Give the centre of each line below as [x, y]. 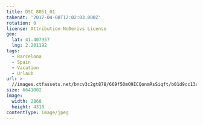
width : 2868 [27, 101]
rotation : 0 [21, 23]
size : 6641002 [24, 90]
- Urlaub [23, 73]
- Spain [21, 62]
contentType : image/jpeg [37, 112]
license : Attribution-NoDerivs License [56, 29]
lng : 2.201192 [29, 46]
